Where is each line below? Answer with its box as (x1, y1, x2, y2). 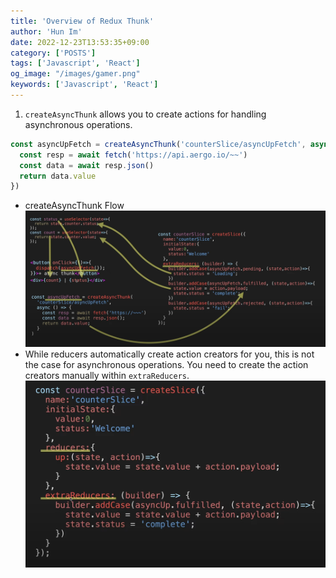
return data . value (19, 171, 97, 181)
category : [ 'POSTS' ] (10, 48, 97, 58)
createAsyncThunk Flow (24, 200, 125, 212)
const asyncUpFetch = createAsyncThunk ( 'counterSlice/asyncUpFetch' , (10, 139, 307, 149)
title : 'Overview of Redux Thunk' (10, 16, 155, 26)
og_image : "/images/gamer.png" (10, 69, 141, 79)
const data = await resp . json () (19, 160, 155, 170)
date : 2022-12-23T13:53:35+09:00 (10, 37, 150, 47)
